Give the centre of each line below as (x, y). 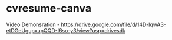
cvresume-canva (49, 8)
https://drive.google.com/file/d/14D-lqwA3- (114, 24)
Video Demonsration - (33, 24)
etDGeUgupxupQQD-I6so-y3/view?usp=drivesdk (66, 30)
